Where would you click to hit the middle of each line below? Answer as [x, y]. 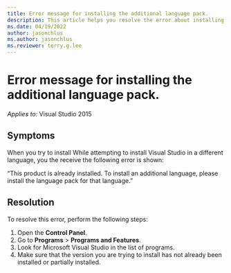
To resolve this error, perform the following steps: [78, 219]
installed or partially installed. [59, 262]
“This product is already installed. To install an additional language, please [113, 173]
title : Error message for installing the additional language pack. [108, 14]
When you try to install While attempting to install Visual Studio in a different [115, 152]
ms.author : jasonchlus [40, 39]
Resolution [31, 203]
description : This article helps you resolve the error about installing [116, 20]
